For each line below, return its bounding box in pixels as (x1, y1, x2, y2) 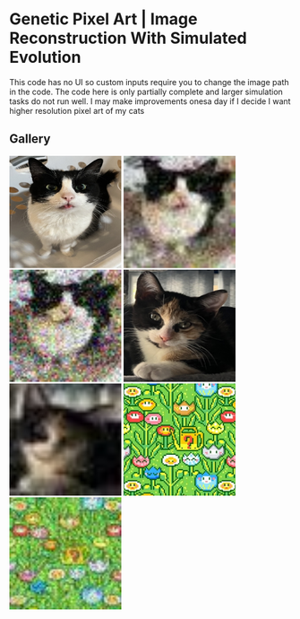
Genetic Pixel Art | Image (9, 9, 198, 30)
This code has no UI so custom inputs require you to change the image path (9, 76, 289, 87)
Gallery (9, 131, 51, 147)
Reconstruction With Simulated (9, 28, 248, 48)
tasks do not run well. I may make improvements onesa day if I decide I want (9, 95, 291, 107)
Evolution (9, 48, 81, 67)
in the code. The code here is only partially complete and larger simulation (9, 86, 284, 97)
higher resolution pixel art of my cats (9, 105, 145, 116)
